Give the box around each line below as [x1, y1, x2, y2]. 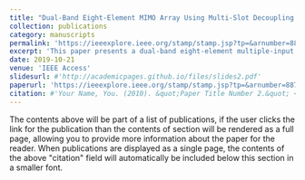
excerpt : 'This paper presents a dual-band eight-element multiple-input [9, 47, 295, 56]
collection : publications [9, 22, 107, 31]
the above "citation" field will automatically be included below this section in [9, 152, 294, 163]
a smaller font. [9, 162, 64, 173]
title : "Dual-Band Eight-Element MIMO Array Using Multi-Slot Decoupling [9, 13, 295, 23]
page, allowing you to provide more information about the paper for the [9, 133, 275, 144]
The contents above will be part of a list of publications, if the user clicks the [9, 114, 295, 125]
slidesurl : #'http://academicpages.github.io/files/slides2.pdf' [9, 72, 261, 81]
